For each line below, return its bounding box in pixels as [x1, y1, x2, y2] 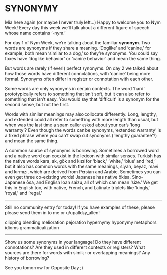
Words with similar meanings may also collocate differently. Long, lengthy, [5, 111, 157, 117]
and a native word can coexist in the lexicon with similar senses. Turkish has [5, 153, 162, 159]
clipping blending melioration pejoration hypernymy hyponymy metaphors [5, 219, 157, 225]
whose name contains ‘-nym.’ [5, 30, 66, 36]
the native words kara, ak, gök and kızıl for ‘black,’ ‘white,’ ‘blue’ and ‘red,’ [5, 158, 156, 164]
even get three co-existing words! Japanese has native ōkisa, [5, 174, 131, 180]
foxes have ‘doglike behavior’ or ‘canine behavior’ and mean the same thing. [5, 55, 161, 61]
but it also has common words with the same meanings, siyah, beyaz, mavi [5, 163, 158, 169]
